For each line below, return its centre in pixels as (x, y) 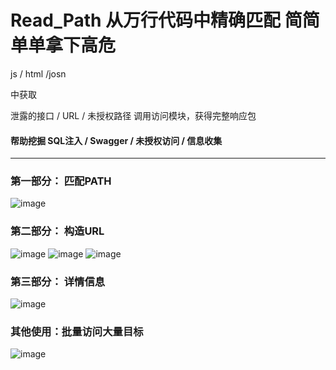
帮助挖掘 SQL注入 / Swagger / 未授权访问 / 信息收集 (116, 140)
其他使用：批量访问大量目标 (77, 331)
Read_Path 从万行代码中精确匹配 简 (156, 20)
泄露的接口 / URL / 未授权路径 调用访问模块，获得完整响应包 (133, 115)
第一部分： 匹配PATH (61, 181)
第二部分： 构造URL (57, 231)
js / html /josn (38, 73)
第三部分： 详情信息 (58, 281)
